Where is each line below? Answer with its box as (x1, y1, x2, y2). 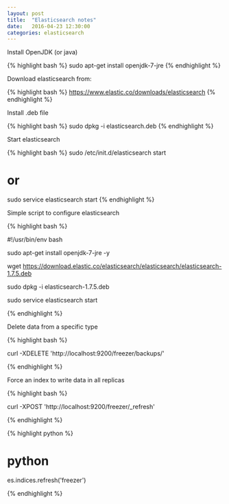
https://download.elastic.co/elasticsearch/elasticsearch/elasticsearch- (23, 262, 222, 270)
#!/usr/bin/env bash (7, 235, 63, 244)
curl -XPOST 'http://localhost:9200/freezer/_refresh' (7, 403, 156, 411)
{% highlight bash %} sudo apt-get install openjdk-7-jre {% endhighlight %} (7, 61, 221, 69)
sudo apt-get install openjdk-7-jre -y (7, 249, 110, 257)
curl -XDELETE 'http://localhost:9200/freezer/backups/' (7, 349, 165, 358)
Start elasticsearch (7, 135, 60, 144)
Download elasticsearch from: (7, 75, 92, 83)
